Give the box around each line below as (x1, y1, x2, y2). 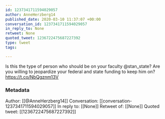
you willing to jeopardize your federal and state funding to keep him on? (5, 69, 155, 75)
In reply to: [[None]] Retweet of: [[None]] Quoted (57, 103, 160, 109)
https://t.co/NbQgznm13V (5, 74, 59, 80)
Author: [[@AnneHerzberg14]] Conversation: (5, 98, 98, 104)
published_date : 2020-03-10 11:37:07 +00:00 (5, 17, 101, 22)
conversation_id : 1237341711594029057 (5, 21, 87, 27)
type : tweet (5, 40, 30, 45)
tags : (5, 45, 17, 50)
